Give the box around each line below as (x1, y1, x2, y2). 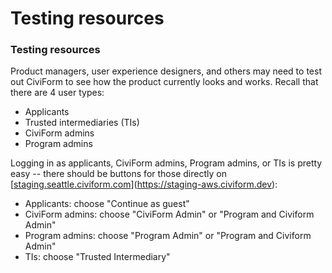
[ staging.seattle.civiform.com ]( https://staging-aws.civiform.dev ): (10, 178, 278, 191)
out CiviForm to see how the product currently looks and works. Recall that (10, 76, 319, 88)
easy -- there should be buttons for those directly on (10, 168, 227, 180)
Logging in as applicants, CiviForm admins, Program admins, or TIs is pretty (10, 157, 323, 169)
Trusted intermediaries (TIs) (24, 117, 140, 129)
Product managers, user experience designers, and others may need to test (10, 65, 322, 77)
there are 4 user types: (10, 87, 105, 99)
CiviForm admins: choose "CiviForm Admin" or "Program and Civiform (24, 208, 315, 221)
